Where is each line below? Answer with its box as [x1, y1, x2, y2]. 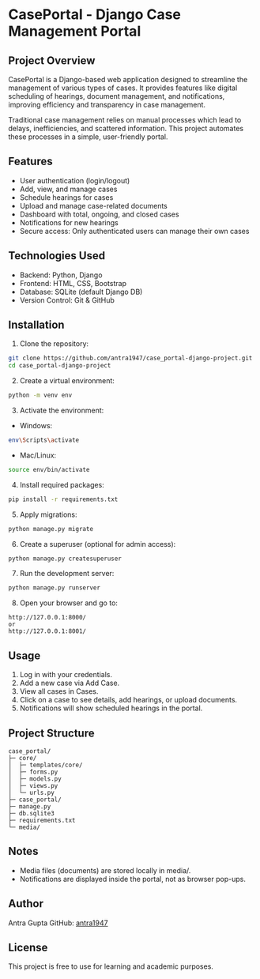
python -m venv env [8, 391, 73, 400]
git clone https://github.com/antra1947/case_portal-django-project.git [8, 354, 253, 363]
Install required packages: [19, 480, 104, 489]
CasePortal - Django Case [8, 6, 182, 24]
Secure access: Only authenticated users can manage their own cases [19, 226, 250, 235]
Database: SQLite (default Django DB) [19, 287, 143, 296]
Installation [8, 318, 65, 332]
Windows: [19, 421, 53, 431]
